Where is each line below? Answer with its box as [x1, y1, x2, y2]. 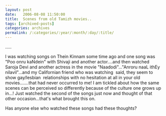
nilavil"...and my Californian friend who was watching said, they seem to [5, 69, 153, 75]
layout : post [5, 7, 32, 12]
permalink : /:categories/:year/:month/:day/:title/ [5, 30, 114, 35]
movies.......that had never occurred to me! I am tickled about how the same [5, 80, 160, 86]
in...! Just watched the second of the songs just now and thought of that [5, 90, 153, 96]
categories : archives [5, 26, 50, 31]
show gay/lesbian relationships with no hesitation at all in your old [5, 75, 140, 80]
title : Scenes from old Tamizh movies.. [5, 16, 92, 21]
